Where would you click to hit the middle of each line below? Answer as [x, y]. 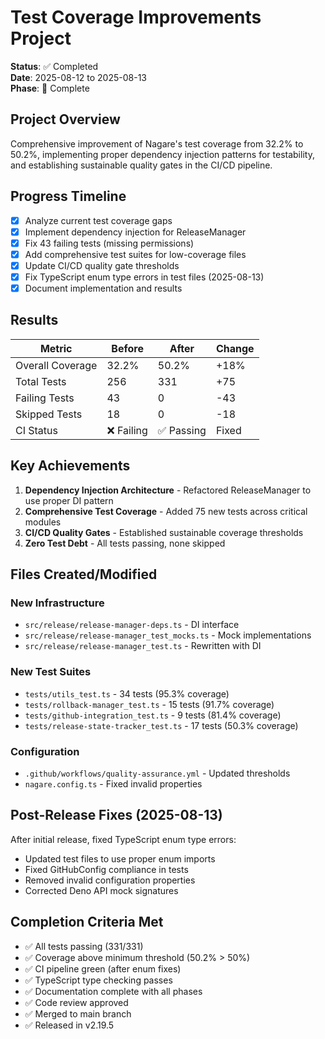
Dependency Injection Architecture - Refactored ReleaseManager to [168, 490]
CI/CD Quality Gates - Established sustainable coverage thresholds [164, 532]
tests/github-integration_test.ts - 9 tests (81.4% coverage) [153, 715]
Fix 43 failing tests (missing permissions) [109, 243]
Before [127, 348]
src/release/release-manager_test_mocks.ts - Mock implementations [168, 635]
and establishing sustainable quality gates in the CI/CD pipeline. [141, 165]
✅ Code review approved [76, 1002]
